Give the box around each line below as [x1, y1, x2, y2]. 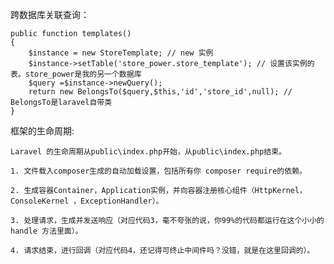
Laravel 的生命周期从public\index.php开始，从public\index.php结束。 [10, 147, 287, 157]
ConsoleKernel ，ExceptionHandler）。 [10, 196, 164, 206]
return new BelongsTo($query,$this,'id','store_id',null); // [28, 87, 293, 97]
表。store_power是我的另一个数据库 [10, 69, 142, 79]
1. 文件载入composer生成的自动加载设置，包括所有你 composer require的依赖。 [10, 166, 307, 176]
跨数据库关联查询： [10, 9, 90, 20]
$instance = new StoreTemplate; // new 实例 [28, 48, 214, 58]
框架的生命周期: [10, 125, 75, 137]
